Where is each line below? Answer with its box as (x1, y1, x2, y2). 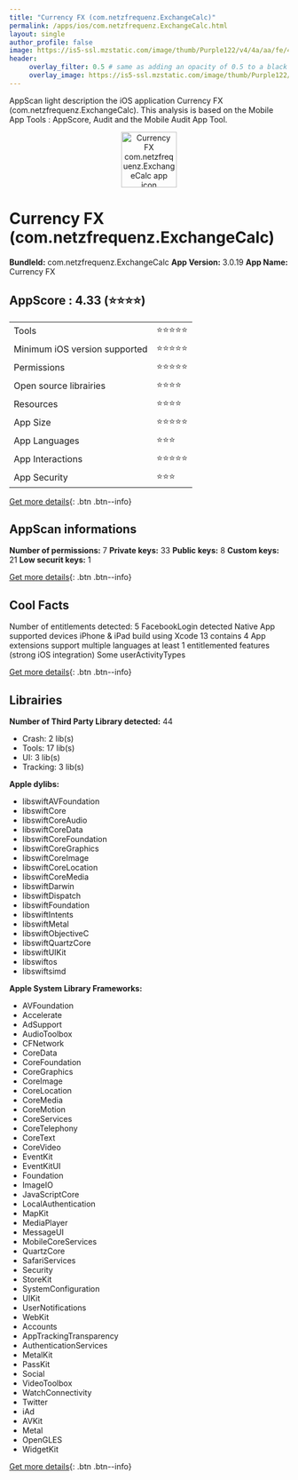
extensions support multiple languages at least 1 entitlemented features (9, 641, 271, 651)
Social (21, 1368, 45, 1379)
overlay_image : (28, 71, 86, 80)
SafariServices (21, 1254, 76, 1266)
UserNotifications (21, 1302, 87, 1313)
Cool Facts (9, 597, 69, 613)
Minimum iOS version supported (13, 343, 148, 355)
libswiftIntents (21, 909, 74, 919)
